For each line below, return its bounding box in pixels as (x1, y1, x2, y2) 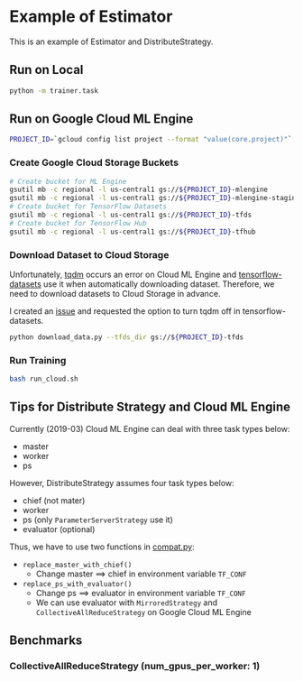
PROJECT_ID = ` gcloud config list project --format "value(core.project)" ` (9, 135, 293, 144)
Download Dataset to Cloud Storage (9, 248, 170, 261)
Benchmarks (9, 633, 83, 649)
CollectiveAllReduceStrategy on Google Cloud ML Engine (35, 606, 252, 617)
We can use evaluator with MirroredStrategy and (35, 597, 218, 608)
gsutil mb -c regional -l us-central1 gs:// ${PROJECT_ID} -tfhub (9, 227, 256, 236)
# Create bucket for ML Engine (9, 177, 127, 186)
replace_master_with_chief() (22, 560, 133, 569)
